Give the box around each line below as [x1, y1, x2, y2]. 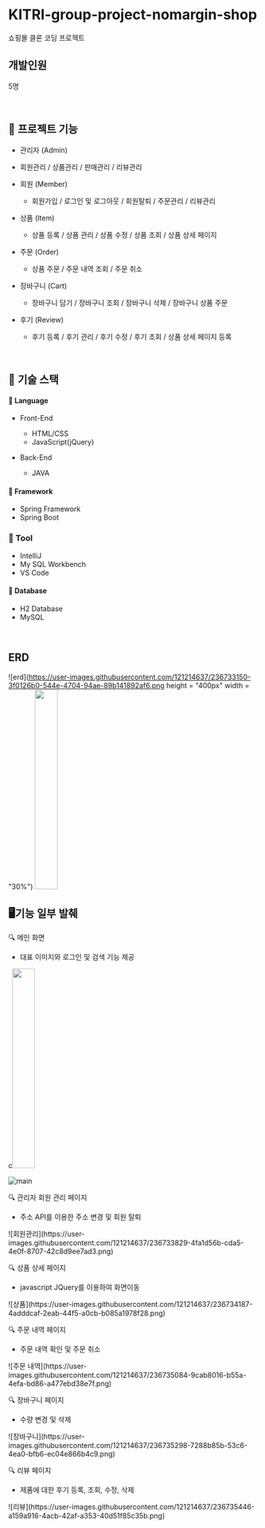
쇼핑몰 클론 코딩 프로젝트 [8, 33, 85, 42]
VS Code [19, 568, 49, 577]
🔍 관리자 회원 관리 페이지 [8, 1193, 88, 1202]
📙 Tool [8, 532, 33, 544]
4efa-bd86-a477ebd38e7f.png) [8, 1379, 112, 1388]
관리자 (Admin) [19, 145, 68, 155]
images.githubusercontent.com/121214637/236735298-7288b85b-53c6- [8, 1441, 248, 1451]
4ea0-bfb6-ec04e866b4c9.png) [8, 1449, 115, 1459]
